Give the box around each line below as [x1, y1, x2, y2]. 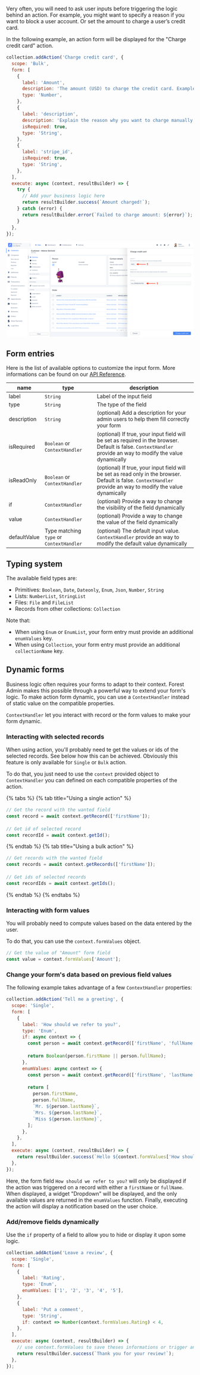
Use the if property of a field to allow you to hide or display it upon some [6, 1231, 186, 1238]
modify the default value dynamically [96, 540, 187, 547]
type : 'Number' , [21, 92, 62, 98]
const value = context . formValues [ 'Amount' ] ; [6, 956, 121, 962]
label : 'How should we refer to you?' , [21, 1021, 121, 1027]
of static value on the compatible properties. [6, 699, 115, 707]
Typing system [6, 559, 62, 569]
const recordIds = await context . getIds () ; [6, 880, 116, 886]
